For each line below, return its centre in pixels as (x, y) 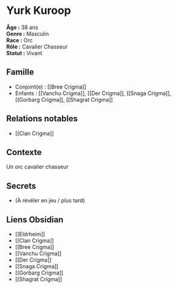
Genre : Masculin (28, 33)
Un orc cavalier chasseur (37, 167)
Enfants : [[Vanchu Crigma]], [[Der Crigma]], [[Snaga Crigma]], (93, 93)
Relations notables (42, 119)
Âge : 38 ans (22, 27)
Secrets (21, 186)
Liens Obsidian (35, 220)
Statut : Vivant (24, 53)
